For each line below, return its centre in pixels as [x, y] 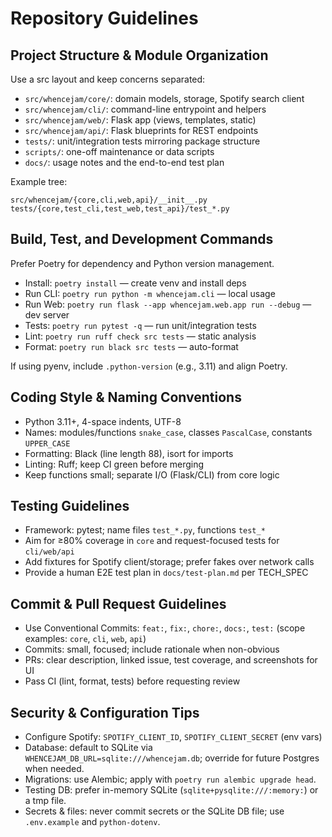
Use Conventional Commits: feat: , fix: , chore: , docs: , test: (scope [165, 628]
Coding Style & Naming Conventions [126, 397]
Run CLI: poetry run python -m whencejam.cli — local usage [150, 293]
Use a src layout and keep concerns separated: [108, 79]
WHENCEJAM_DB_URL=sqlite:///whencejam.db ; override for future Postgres [172, 758]
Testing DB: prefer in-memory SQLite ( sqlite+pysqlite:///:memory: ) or [171, 790]
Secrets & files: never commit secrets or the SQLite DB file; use [154, 811]
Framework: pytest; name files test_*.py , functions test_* [145, 530]
